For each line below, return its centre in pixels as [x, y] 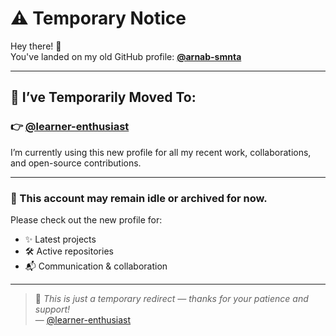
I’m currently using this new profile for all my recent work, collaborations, [161, 152]
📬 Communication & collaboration [96, 266]
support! [52, 309]
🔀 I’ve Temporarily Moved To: [103, 97]
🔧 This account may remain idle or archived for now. [139, 198]
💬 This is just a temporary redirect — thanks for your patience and [171, 298]
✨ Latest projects [60, 239]
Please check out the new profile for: [86, 219]
